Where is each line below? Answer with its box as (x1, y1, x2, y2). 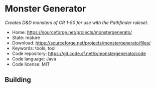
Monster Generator (5, 3, 86, 14)
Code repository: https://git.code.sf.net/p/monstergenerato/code (12, 50, 146, 56)
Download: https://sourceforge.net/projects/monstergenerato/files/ (12, 39, 151, 45)
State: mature (12, 34, 41, 40)
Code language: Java (12, 55, 56, 61)
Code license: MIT (12, 61, 50, 67)
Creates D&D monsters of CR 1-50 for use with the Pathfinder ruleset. (5, 19, 148, 25)
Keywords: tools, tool (12, 45, 56, 51)
